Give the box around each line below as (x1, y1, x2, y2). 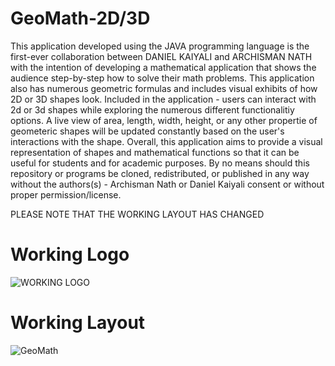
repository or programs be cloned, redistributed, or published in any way (10, 167, 310, 179)
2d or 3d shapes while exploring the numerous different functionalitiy (10, 103, 295, 116)
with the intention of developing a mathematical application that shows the (10, 61, 317, 73)
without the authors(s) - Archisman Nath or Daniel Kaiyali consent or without (10, 178, 325, 190)
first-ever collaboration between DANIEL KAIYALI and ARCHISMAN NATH (10, 50, 313, 62)
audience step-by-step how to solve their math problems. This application (10, 72, 315, 84)
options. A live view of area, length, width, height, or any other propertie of (10, 114, 318, 126)
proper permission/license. (10, 188, 122, 201)
